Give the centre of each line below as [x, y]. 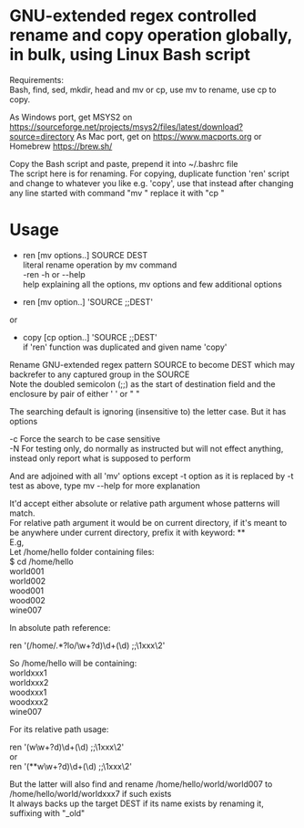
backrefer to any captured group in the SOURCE [100, 374]
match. [22, 513]
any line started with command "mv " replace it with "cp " [117, 193]
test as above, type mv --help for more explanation [105, 486]
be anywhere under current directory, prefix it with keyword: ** [127, 532]
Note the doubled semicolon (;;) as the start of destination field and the [142, 383]
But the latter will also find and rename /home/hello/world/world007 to [141, 784]
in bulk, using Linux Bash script [130, 55]
